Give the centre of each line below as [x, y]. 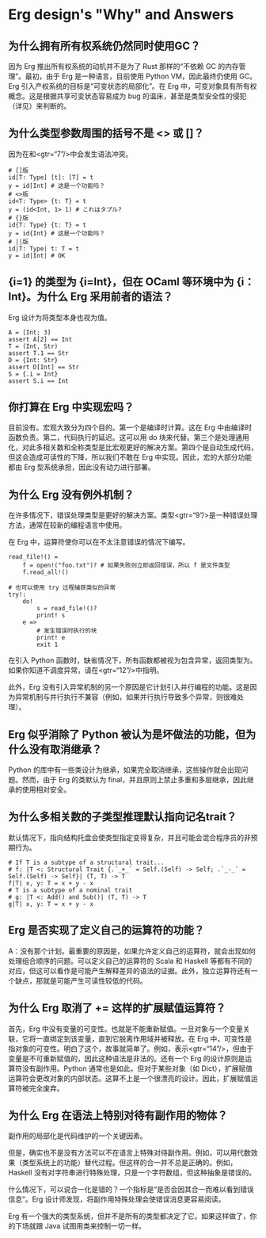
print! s [51, 616]
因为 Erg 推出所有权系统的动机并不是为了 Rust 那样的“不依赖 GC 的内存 [123, 66]
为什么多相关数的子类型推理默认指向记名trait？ [123, 817]
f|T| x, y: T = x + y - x [51, 883]
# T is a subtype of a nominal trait [70, 890]
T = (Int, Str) [33, 346]
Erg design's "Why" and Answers [121, 15]
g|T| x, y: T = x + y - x [51, 904]
